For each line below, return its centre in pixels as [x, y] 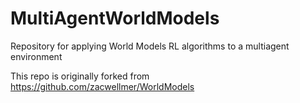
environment [36, 56]
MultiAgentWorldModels [115, 18]
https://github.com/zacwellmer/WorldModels [102, 86]
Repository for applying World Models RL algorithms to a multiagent [150, 46]
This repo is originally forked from [80, 76]
